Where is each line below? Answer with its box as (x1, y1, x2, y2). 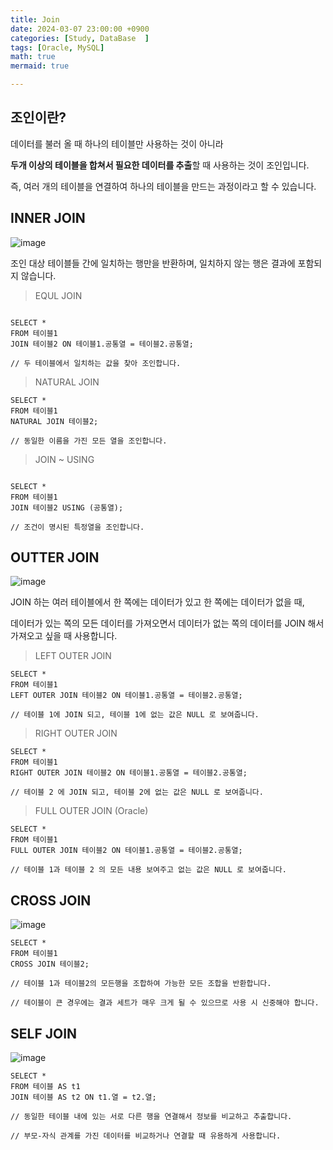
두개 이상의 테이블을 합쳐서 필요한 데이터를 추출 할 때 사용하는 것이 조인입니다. (10, 159, 310, 171)
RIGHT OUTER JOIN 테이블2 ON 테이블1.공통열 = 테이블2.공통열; (10, 768, 248, 778)
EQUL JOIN (34, 289, 83, 301)
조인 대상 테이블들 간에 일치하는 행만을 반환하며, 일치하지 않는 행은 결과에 (10, 257, 296, 269)
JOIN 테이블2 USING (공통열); (10, 502, 124, 513)
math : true (10, 52, 56, 62)
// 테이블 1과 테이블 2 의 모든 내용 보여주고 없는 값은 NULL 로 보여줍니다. (10, 865, 287, 875)
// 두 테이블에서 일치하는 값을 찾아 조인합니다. (10, 358, 182, 368)
